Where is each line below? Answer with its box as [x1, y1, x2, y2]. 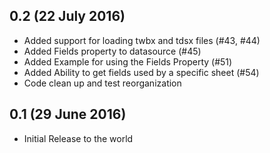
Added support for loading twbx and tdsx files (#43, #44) [23, 34, 261, 46]
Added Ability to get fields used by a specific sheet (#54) [23, 66, 260, 78]
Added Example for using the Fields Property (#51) [23, 55, 233, 68]
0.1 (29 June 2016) [9, 106, 127, 123]
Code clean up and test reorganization [23, 77, 182, 89]
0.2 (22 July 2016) [9, 8, 126, 25]
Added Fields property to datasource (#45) [23, 45, 202, 57]
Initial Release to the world [23, 132, 134, 144]
